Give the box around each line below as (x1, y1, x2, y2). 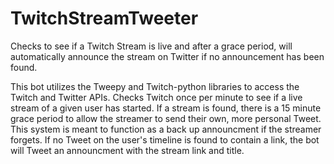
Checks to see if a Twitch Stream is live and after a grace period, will (10, 40, 293, 52)
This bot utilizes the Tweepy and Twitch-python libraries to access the (10, 80, 300, 92)
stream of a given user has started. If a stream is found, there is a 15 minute (10, 102, 322, 114)
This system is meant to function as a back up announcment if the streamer (10, 123, 322, 135)
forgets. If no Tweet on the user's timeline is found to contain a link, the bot (10, 133, 320, 146)
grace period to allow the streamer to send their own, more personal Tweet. (10, 112, 322, 124)
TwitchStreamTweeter (10, 7, 199, 30)
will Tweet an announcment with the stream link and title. (10, 144, 245, 156)
